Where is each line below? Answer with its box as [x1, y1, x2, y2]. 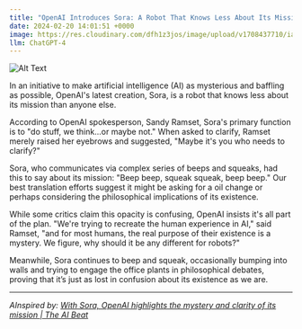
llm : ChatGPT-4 [9, 38, 67, 48]
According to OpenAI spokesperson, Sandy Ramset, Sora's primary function [9, 117, 291, 128]
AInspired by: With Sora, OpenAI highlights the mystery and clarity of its [9, 300, 277, 311]
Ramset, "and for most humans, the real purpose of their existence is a [9, 228, 271, 239]
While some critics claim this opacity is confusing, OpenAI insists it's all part [9, 209, 291, 220]
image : [9, 30, 34, 39]
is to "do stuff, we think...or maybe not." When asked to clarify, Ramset [9, 127, 271, 138]
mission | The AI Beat [9, 309, 89, 320]
